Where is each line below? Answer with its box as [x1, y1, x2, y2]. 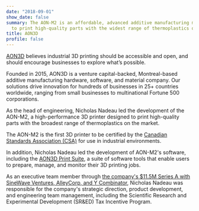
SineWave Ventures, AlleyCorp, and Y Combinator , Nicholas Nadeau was [6, 179, 184, 186]
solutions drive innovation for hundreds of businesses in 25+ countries [6, 83, 179, 89]
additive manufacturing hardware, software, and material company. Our [6, 76, 181, 84]
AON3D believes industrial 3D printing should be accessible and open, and [6, 53, 188, 59]
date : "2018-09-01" [6, 8, 54, 15]
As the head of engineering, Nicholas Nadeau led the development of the [6, 107, 185, 114]
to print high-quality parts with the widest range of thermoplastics [11, 25, 190, 31]
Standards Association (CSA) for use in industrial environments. [6, 138, 162, 144]
